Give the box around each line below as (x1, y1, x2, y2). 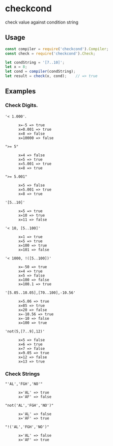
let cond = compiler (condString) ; (5, 69, 76, 74)
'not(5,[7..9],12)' (5, 329, 45, 334)
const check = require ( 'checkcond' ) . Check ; (5, 51, 96, 56)
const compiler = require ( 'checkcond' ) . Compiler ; (5, 46, 109, 52)
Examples (5, 87, 36, 96)
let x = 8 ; (5, 64, 28, 69)
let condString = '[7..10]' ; (5, 60, 65, 65)
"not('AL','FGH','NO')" (5, 403, 54, 408)
